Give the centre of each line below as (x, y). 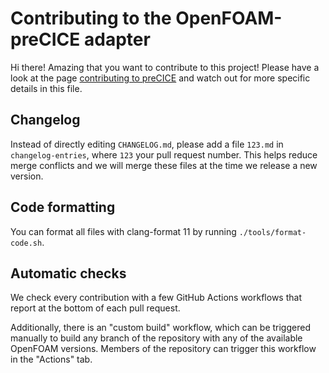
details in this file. (46, 88)
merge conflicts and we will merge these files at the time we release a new (164, 165)
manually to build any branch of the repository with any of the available (156, 338)
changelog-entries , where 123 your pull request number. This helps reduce (164, 154)
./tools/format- (272, 232)
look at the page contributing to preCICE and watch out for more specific (160, 78)
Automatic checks (68, 273)
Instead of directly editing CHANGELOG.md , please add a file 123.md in (147, 144)
